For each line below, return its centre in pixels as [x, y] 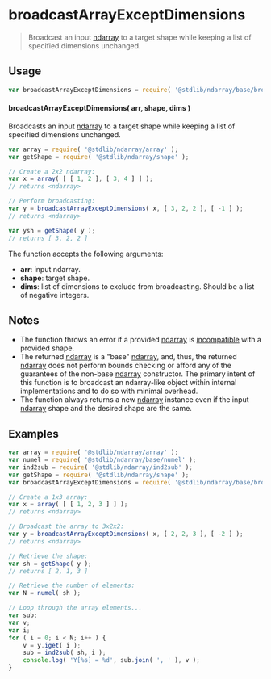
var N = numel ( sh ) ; [45, 593]
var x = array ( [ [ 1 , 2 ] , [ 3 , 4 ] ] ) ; [81, 179]
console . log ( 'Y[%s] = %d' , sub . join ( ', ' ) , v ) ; [111, 660]
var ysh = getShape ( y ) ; [52, 231]
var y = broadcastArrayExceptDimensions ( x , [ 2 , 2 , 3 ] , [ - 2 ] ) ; [126, 534]
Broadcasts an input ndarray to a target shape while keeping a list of [122, 126]
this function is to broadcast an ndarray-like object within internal [128, 383]
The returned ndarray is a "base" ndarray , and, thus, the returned [129, 357]
